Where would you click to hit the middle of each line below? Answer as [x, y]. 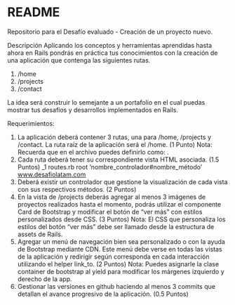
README [34, 12]
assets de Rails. [40, 234]
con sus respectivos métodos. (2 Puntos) [77, 189]
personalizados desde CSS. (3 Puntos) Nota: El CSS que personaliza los [121, 219]
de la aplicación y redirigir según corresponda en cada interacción [113, 257]
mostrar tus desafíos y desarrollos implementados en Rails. [93, 110]
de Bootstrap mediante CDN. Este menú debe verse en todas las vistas [120, 249]
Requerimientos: [31, 123]
